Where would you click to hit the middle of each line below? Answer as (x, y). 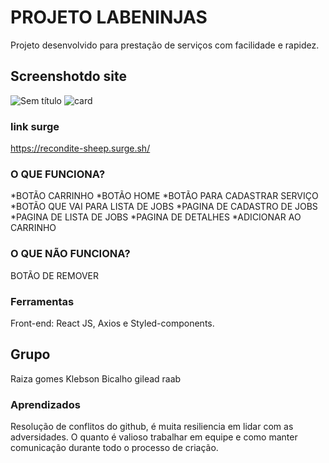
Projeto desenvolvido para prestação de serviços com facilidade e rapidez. (165, 45)
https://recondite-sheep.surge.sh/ (80, 148)
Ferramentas (42, 301)
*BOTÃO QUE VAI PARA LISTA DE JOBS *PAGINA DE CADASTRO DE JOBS (164, 207)
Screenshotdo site (68, 76)
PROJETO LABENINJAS (109, 17)
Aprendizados (45, 404)
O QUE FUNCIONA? (58, 174)
